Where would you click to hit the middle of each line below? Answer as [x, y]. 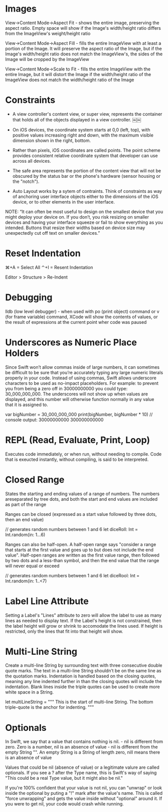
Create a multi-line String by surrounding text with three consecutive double [84, 665]
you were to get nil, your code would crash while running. [64, 804]
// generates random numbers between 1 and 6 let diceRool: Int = [72, 575]
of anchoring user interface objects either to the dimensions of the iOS [86, 196]
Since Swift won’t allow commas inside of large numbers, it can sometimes [82, 367]
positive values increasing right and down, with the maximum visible [83, 135]
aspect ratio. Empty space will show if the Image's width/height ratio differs [83, 28]
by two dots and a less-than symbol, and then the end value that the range [82, 560]
